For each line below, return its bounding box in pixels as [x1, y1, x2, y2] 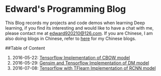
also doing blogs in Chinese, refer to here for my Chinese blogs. [5, 36, 136, 41]
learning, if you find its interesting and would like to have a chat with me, [5, 25, 154, 31]
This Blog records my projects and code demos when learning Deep [5, 20, 146, 26]
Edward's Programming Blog [5, 3, 126, 15]
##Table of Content [5, 45, 45, 51]
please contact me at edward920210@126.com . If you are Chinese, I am [5, 30, 153, 36]
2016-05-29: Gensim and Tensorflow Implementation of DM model [12, 60, 150, 66]
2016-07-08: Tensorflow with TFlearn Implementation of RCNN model [12, 65, 156, 71]
